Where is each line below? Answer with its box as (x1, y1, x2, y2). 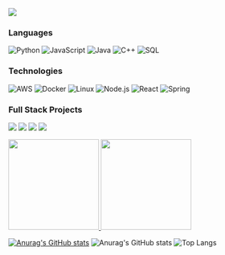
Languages (8, 27, 54, 38)
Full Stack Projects (8, 104, 83, 115)
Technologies (8, 65, 63, 76)
